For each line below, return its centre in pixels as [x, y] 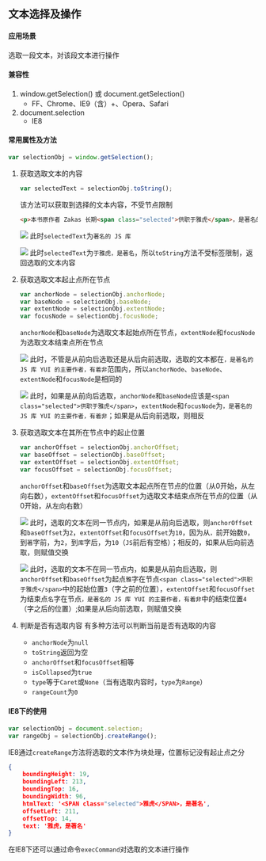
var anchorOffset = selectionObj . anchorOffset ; [100, 448]
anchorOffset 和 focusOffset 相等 [83, 662]
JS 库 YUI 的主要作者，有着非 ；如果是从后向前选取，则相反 [112, 416]
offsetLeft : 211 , [51, 811]
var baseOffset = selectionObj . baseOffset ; [93, 455]
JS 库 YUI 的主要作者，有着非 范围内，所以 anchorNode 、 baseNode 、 [123, 369]
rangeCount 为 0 [55, 691]
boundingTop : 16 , [51, 789]
